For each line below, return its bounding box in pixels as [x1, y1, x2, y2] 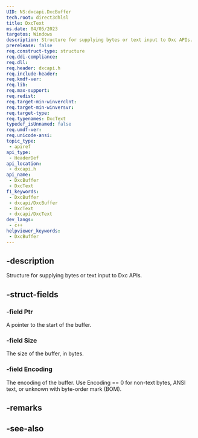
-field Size [6, 337, 37, 345]
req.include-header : [6, 71, 59, 77]
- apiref [8, 143, 31, 150]
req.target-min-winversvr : [6, 104, 74, 111]
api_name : [6, 172, 31, 178]
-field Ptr [6, 308, 33, 316]
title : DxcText [6, 20, 45, 26]
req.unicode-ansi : [6, 132, 53, 139]
